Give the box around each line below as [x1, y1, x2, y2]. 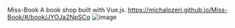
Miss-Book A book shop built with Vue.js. [7, 6, 126, 14]
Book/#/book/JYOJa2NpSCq [7, 13, 90, 21]
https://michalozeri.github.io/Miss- [127, 6, 228, 14]
